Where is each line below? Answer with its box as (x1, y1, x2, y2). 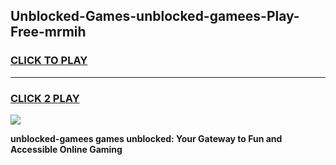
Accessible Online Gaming (10, 143, 123, 155)
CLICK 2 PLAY (10, 91, 80, 105)
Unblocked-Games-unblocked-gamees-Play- (10, 8, 300, 25)
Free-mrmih (10, 24, 87, 41)
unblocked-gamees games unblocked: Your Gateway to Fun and (10, 132, 283, 144)
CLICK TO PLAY (10, 54, 88, 68)
